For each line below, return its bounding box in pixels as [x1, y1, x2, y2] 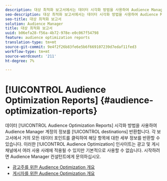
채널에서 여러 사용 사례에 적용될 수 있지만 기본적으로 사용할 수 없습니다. [5, 148, 143, 154]
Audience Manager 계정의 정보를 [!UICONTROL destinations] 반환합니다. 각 [5, 129, 156, 135]
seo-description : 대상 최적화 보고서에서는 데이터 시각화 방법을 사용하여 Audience [5, 12, 158, 17]
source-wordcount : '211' [5, 53, 57, 59]
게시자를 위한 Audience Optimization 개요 [12, 171, 95, 177]
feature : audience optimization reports [5, 35, 90, 40]
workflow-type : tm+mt [5, 49, 50, 54]
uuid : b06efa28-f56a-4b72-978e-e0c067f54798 [5, 30, 99, 35]
